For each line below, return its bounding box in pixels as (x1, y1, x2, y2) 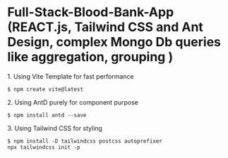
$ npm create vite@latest (7, 86, 83, 93)
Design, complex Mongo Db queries (7, 34, 221, 50)
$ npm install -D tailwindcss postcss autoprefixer (7, 138, 162, 145)
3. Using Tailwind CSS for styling (7, 124, 102, 132)
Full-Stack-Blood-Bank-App (7, 4, 174, 20)
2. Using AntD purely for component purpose (7, 98, 139, 106)
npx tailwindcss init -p (7, 143, 80, 151)
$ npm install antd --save (7, 112, 87, 119)
